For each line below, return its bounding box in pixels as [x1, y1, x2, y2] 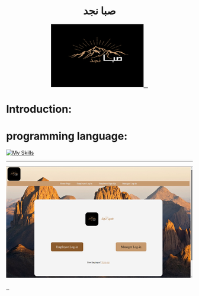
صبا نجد [83, 4, 116, 18]
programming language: [6, 129, 128, 143]
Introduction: [6, 103, 72, 116]
